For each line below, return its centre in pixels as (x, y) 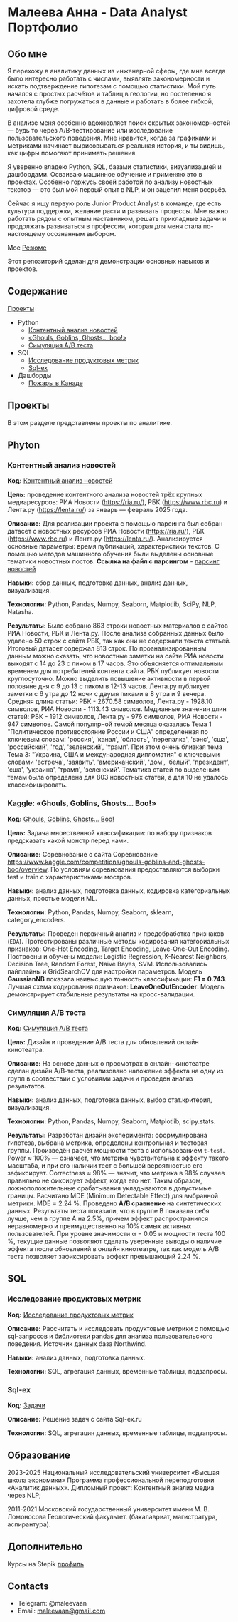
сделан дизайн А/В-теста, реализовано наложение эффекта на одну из (115, 1071)
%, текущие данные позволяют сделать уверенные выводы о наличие (115, 1241)
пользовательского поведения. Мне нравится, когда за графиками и (112, 138)
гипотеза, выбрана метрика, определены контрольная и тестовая (108, 1143)
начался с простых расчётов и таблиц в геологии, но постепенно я (109, 94)
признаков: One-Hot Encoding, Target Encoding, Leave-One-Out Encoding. (118, 949)
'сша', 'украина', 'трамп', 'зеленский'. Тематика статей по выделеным (114, 770)
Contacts (28, 1586)
